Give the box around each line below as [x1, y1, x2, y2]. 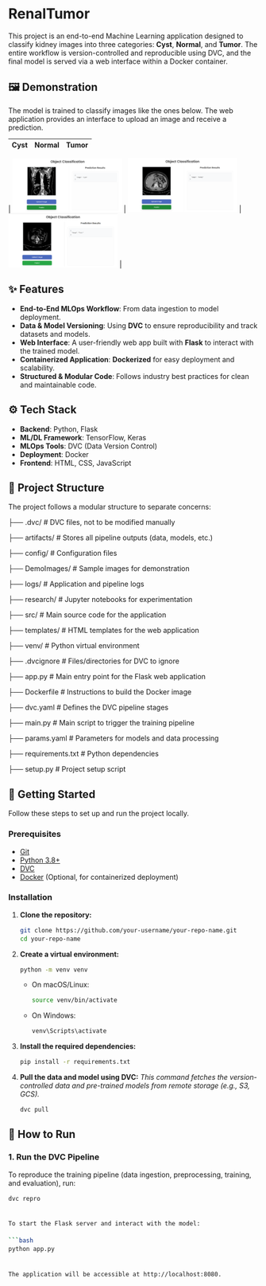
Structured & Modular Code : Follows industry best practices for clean [19, 371, 249, 381]
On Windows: [31, 1010, 76, 1020]
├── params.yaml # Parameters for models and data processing [8, 733, 219, 743]
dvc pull [19, 1106, 49, 1114]
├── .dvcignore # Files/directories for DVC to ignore [8, 656, 180, 666]
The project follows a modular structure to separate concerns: [8, 502, 212, 512]
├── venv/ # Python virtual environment [8, 641, 141, 651]
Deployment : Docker [19, 449, 89, 459]
